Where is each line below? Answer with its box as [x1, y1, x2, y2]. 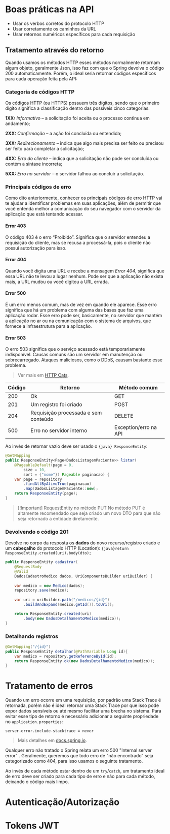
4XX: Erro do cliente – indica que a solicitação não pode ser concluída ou [5, 156, 159, 162]
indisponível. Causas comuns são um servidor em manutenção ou [5, 352, 143, 358]
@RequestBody [14, 564, 42, 570]
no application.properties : [5, 719, 63, 725]
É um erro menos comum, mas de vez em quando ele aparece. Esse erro [5, 301, 157, 307]
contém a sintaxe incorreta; [5, 161, 62, 167]
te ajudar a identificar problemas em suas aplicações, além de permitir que [5, 200, 161, 206]
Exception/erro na [114, 424, 157, 431]
